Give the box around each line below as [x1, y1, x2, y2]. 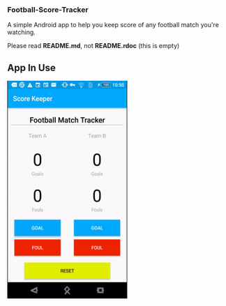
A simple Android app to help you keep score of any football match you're [7, 21, 220, 29]
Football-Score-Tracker [7, 5, 89, 15]
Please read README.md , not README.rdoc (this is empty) [7, 42, 180, 50]
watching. [7, 28, 36, 36]
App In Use [7, 61, 56, 74]
